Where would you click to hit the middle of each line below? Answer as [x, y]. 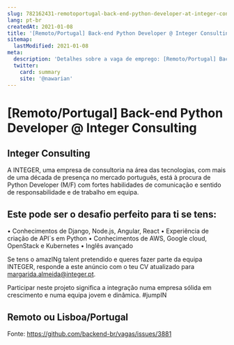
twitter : [26, 66]
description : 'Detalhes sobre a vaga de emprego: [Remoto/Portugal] [115, 59]
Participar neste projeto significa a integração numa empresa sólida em [110, 288]
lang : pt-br [24, 20]
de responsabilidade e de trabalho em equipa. [73, 192]
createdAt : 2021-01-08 [40, 26]
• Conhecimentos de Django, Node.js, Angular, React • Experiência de [108, 231]
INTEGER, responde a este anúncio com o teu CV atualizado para [101, 267]
